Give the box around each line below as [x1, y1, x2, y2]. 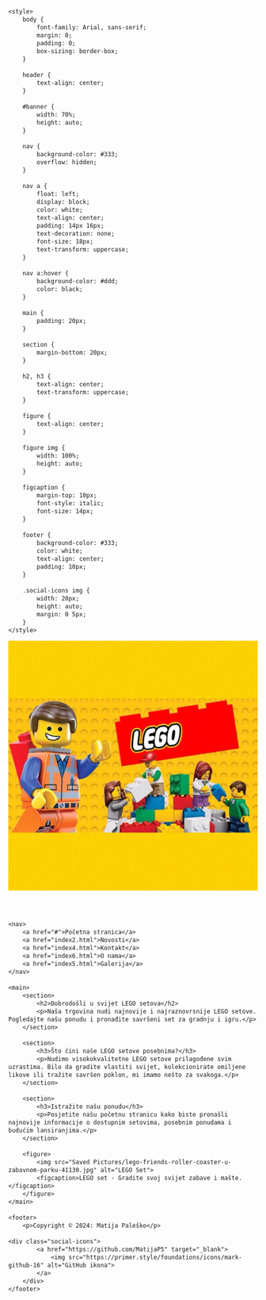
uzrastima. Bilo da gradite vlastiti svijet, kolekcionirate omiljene [8, 1063, 246, 1071]
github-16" [8, 1261, 44, 1269]
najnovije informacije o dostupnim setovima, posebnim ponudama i [8, 1118, 232, 1126]
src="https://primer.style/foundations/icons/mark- [68, 1253, 243, 1261]
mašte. [220, 1174, 243, 1182]
